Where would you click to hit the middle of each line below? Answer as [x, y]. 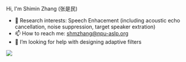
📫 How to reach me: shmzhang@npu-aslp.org [71, 33]
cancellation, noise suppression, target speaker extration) [85, 27]
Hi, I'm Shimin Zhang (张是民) [42, 9]
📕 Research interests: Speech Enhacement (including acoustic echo [97, 20]
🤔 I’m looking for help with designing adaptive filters [78, 42]
